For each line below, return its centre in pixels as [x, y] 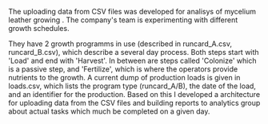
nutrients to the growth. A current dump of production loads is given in [124, 77]
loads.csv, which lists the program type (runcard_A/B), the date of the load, [132, 86]
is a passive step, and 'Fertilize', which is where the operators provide [123, 69]
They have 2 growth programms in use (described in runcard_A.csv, [120, 44]
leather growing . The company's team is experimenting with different [123, 20]
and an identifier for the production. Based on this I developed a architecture [134, 94]
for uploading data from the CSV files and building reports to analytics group [134, 103]
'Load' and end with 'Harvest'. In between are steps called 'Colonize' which [132, 60]
